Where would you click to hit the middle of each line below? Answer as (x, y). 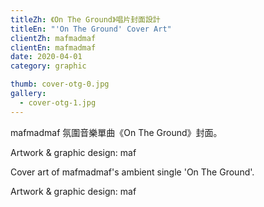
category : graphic (48, 66)
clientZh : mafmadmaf (53, 38)
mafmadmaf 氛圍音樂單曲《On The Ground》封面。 (116, 132)
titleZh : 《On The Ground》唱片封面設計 (85, 19)
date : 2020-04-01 (46, 57)
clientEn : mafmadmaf (53, 47)
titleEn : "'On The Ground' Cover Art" (91, 29)
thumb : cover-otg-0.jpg (60, 84)
